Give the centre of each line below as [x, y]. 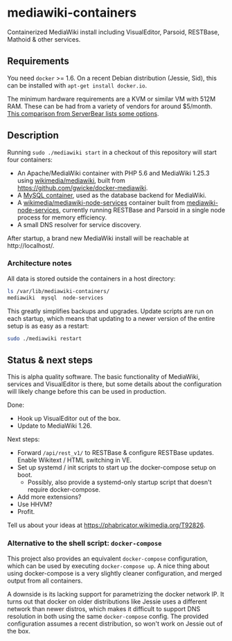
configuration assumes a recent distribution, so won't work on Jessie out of [115, 624]
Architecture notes [39, 263]
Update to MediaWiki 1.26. [54, 426]
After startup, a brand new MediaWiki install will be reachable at [98, 238]
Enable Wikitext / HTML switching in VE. [74, 460]
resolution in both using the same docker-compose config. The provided [108, 616]
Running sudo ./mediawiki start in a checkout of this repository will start [112, 152]
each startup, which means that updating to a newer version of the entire [111, 318]
